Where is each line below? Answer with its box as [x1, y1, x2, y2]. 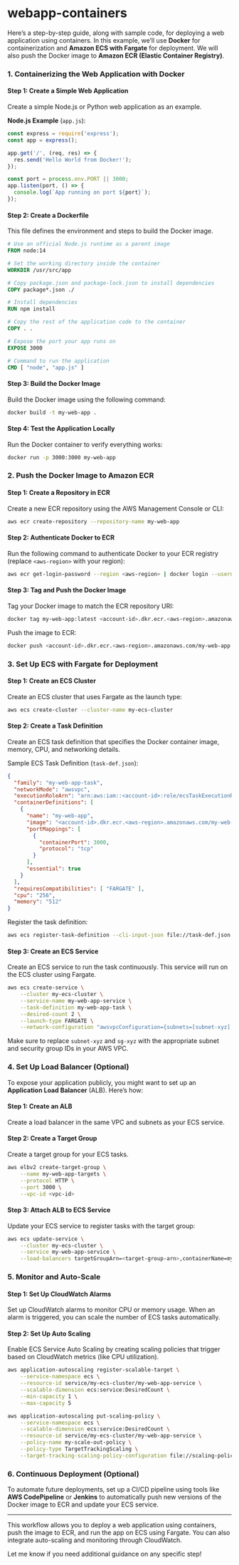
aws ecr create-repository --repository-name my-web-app [7, 518, 180, 525]
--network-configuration [20, 1024, 94, 1031]
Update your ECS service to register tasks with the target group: [7, 1221, 196, 1230]
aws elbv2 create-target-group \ [7, 1164, 107, 1171]
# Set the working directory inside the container [7, 260, 161, 267]
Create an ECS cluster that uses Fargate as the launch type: [7, 692, 183, 701]
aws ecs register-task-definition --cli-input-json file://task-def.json [7, 931, 231, 939]
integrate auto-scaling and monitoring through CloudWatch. [7, 1536, 183, 1544]
